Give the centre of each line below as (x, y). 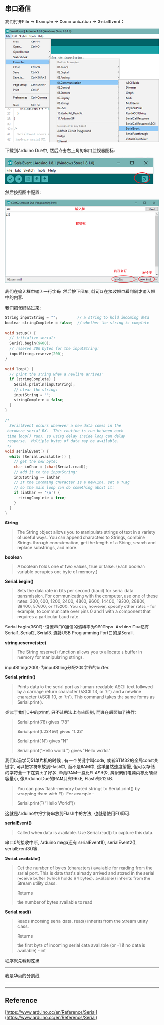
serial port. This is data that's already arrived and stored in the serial (86, 873)
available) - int (31, 950)
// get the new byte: (36, 462)
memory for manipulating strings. (51, 657)
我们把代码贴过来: (23, 308)
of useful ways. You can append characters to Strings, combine (81, 537)
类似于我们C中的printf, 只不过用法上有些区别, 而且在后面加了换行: (71, 712)
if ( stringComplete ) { (32, 379)
